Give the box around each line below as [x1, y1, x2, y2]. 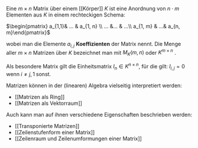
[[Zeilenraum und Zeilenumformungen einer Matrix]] [14, 135, 142, 142]
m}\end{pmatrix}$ [6, 29, 50, 36]
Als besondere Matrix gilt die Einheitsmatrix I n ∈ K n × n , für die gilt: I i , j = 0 [6, 62, 185, 71]
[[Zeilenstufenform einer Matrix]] [14, 129, 95, 136]
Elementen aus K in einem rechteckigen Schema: [6, 11, 125, 18]
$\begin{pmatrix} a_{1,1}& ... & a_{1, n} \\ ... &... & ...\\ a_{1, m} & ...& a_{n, [6, 23, 180, 29]
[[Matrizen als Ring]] [14, 93, 65, 100]
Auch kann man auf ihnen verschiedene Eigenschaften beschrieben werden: [6, 111, 193, 118]
